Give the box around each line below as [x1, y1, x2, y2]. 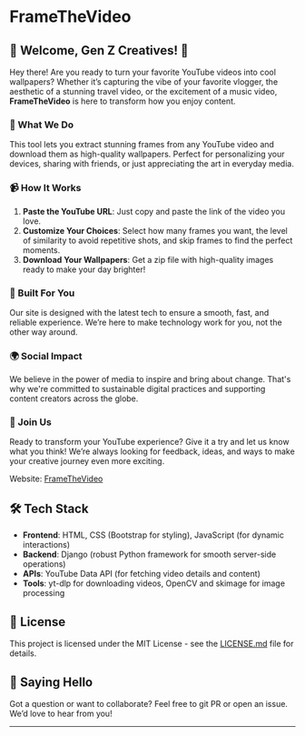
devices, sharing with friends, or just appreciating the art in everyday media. [9, 158, 295, 169]
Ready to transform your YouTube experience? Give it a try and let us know [9, 437, 290, 448]
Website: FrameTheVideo [9, 473, 103, 484]
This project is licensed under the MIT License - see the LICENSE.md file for [9, 639, 294, 650]
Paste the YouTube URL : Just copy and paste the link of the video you [22, 206, 286, 217]
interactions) [22, 539, 71, 550]
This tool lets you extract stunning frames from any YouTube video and [9, 139, 275, 150]
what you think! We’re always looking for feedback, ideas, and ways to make [9, 446, 295, 457]
